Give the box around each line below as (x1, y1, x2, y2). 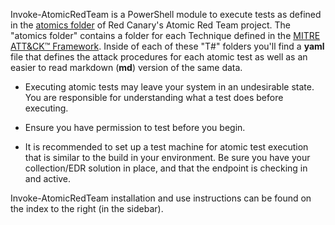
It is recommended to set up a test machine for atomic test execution (24, 141, 309, 153)
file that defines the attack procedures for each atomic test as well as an (10, 51, 308, 63)
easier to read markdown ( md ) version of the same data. (10, 62, 243, 73)
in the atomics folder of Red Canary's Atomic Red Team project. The (10, 19, 292, 31)
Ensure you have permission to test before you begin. (24, 122, 246, 133)
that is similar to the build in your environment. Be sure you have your (24, 152, 311, 163)
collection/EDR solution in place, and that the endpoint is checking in (24, 162, 308, 174)
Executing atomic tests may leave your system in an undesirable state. (24, 81, 315, 93)
